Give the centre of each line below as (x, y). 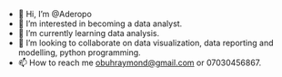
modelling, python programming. (79, 53)
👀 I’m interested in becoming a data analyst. (100, 24)
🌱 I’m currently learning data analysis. (89, 33)
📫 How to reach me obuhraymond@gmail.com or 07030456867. (140, 63)
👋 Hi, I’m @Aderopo (55, 14)
